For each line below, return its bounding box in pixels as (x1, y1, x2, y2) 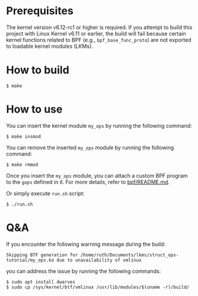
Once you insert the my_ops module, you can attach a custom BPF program (6, 172, 188, 179)
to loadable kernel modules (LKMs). (6, 43, 93, 50)
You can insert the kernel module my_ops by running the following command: (6, 122, 192, 129)
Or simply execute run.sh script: (6, 189, 85, 197)
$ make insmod (6, 133, 41, 140)
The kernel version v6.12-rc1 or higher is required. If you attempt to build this (6, 24, 193, 31)
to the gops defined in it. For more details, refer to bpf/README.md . (6, 178, 170, 185)
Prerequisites (6, 4, 74, 18)
